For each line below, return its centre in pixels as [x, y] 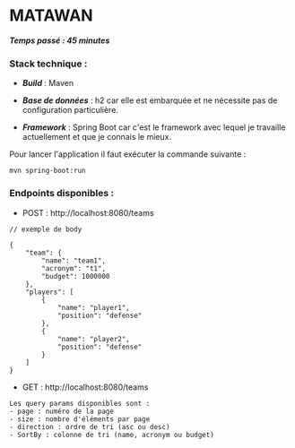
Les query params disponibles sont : [80, 403]
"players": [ [50, 292]
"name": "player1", [93, 307]
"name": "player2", [93, 339]
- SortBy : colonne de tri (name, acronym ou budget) [112, 435]
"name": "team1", [74, 261]
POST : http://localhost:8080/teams [88, 212]
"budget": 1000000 [76, 276]
